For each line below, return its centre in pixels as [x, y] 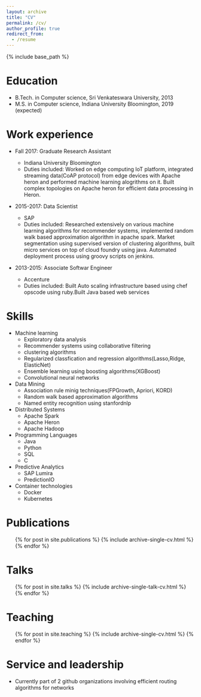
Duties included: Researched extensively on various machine [99, 224]
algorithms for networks [45, 687]
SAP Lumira [38, 473]
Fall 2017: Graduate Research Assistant [63, 151]
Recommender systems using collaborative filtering [87, 346]
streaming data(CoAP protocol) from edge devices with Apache [102, 175]
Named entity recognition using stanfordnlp [77, 403]
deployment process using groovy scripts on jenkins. [89, 256]
